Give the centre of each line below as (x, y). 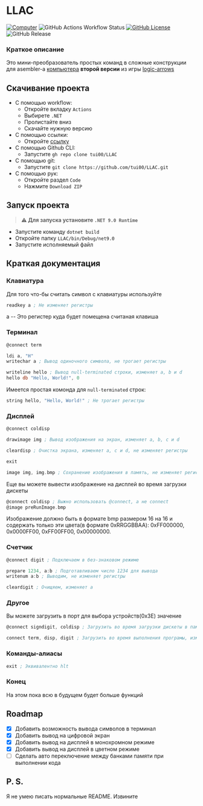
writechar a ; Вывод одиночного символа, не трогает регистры (86, 362)
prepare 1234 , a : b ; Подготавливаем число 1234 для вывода (82, 571)
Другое (18, 603)
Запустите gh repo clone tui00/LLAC (70, 154)
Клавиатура (25, 281)
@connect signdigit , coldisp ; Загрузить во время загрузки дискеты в (97, 627)
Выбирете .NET (43, 116)
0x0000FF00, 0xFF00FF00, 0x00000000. (59, 532)
